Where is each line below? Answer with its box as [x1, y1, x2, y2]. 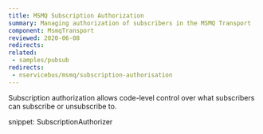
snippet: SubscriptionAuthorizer [8, 116, 113, 126]
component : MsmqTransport [8, 26, 94, 34]
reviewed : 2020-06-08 [8, 33, 80, 42]
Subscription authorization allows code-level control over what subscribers [8, 93, 255, 102]
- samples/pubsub [11, 57, 69, 65]
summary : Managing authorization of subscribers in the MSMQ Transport [8, 19, 251, 27]
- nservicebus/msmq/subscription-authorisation [11, 71, 173, 79]
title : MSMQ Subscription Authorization [8, 11, 145, 20]
